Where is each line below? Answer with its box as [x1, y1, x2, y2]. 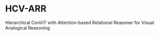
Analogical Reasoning [5, 24, 50, 30]
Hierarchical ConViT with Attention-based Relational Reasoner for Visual [5, 19, 154, 25]
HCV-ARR [5, 3, 47, 14]
